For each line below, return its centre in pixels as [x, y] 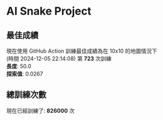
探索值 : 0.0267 [25, 74]
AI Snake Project [49, 11]
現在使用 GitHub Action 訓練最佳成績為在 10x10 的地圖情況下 [82, 51]
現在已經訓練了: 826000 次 [40, 110]
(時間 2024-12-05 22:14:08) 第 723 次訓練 [59, 58]
